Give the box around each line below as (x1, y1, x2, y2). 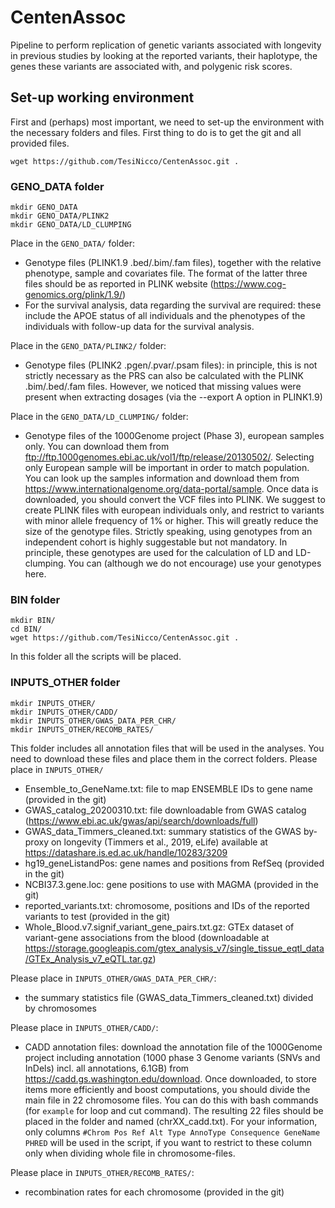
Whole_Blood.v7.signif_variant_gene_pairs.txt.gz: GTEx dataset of (24, 921, 295, 933)
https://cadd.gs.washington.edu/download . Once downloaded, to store (24, 1072, 318, 1085)
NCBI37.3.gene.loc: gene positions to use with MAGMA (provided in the (24, 878, 319, 890)
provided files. (10, 137, 70, 149)
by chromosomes (24, 1002, 97, 1014)
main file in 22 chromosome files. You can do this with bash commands (24, 1094, 319, 1106)
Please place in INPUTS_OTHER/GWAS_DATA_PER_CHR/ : (10, 972, 217, 984)
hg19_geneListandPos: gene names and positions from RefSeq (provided (24, 857, 325, 869)
